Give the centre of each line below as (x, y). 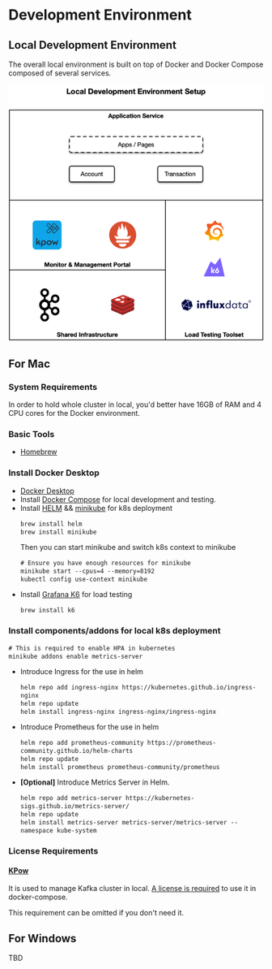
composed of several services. (60, 73)
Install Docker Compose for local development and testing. (118, 499)
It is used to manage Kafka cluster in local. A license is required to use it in (132, 889)
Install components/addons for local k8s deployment (115, 630)
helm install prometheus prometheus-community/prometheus (120, 768)
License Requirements (53, 850)
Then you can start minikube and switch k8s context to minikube (128, 547)
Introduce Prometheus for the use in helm (89, 727)
